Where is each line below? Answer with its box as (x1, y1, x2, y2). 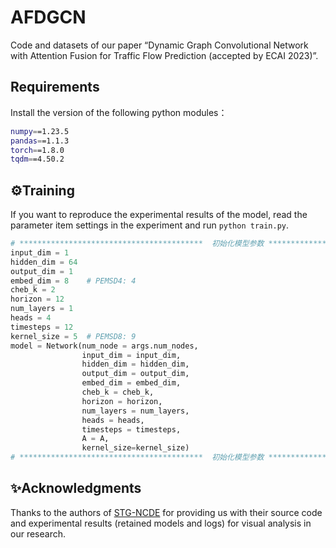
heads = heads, (81, 415, 145, 425)
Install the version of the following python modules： (10, 106, 228, 118)
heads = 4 (10, 313, 52, 323)
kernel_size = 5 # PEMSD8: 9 (10, 331, 137, 341)
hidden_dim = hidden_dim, (81, 359, 190, 370)
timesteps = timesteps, (81, 424, 182, 435)
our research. (10, 527, 66, 540)
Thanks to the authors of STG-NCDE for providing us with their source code (10, 506, 323, 518)
